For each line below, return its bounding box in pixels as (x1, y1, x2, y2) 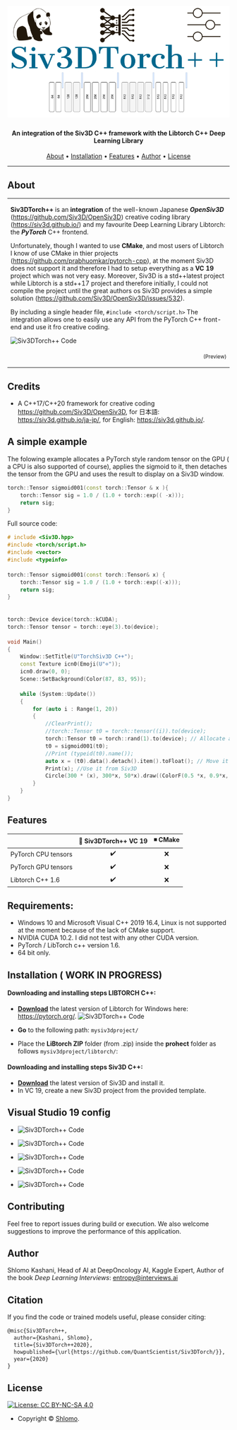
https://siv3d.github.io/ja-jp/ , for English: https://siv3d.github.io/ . (17, 415, 205, 424)
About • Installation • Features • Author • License (46, 152, 191, 160)
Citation (7, 1294, 44, 1306)
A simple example (7, 436, 87, 448)
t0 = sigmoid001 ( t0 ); (44, 743, 109, 750)
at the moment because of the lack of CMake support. (17, 926, 175, 935)
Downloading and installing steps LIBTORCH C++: (7, 988, 157, 998)
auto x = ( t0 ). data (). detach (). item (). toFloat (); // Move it (44, 757, 229, 764)
